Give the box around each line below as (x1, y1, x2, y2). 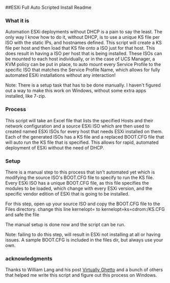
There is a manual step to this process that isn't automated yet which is (5, 169, 155, 175)
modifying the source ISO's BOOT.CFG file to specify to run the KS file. (5, 174, 154, 181)
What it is (5, 17, 30, 24)
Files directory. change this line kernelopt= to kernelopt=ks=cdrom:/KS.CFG (5, 206, 165, 212)
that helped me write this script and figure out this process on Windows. (5, 272, 157, 278)
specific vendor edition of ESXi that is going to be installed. (5, 190, 130, 197)
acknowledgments (5, 255, 53, 262)
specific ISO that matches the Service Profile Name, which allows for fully (5, 67, 160, 73)
